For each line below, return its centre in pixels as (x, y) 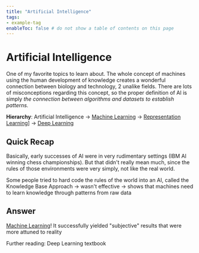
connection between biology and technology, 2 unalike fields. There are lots (99, 87)
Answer (21, 211)
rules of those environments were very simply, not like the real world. (91, 169)
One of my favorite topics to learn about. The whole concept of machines (96, 74)
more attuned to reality (34, 232)
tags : (13, 17)
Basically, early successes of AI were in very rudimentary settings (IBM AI (97, 156)
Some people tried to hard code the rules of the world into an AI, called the (97, 180)
